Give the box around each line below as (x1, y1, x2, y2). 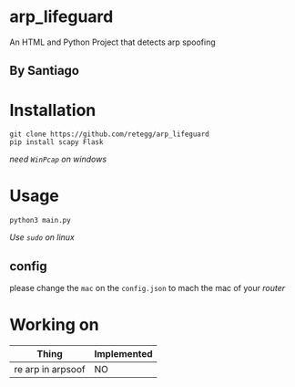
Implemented (94, 347, 153, 360)
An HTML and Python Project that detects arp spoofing (9, 37, 216, 47)
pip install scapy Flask (9, 138, 104, 147)
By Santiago (9, 63, 80, 78)
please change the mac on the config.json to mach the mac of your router (9, 283, 285, 294)
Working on (9, 315, 99, 335)
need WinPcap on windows (9, 153, 107, 165)
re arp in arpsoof (14, 362, 86, 375)
